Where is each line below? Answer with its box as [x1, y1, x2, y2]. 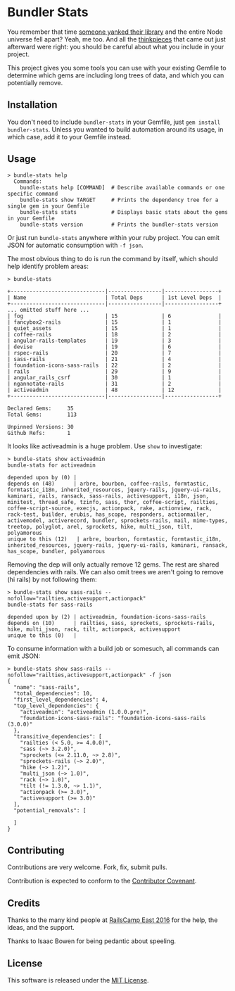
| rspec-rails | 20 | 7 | [7, 349, 222, 356]
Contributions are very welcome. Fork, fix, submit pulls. [7, 863, 167, 871]
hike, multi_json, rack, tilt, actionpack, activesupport [7, 626, 181, 633]
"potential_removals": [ [13, 807, 87, 814]
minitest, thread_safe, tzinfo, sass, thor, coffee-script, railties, [7, 498, 219, 505]
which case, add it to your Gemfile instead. [7, 132, 132, 141]
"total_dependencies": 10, [13, 690, 93, 697]
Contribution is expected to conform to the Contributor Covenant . [7, 877, 197, 885]
